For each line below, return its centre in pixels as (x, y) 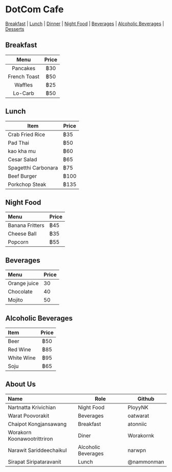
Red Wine (19, 349)
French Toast (24, 76)
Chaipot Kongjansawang (37, 424)
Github (146, 399)
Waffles (24, 84)
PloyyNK (138, 407)
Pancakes (24, 68)
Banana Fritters (26, 225)
